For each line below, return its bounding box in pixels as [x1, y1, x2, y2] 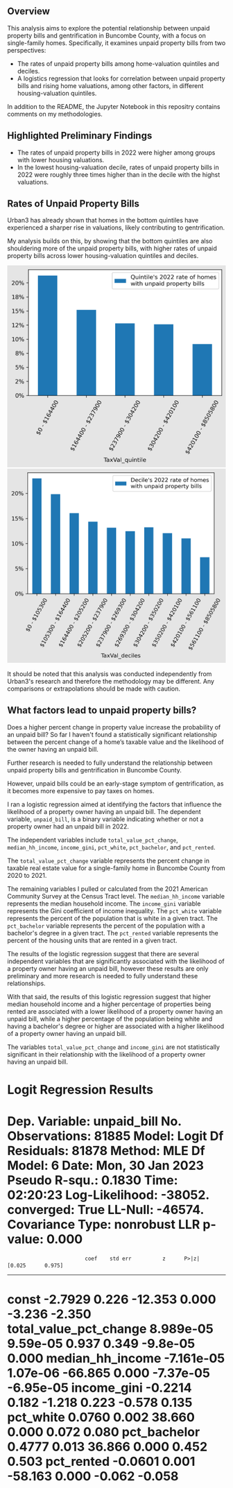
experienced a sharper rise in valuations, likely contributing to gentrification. [7, 223, 225, 232]
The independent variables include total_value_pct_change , [7, 836, 178, 844]
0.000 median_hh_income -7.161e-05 [7, 1350, 225, 1366]
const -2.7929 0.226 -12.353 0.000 [7, 1291, 216, 1307]
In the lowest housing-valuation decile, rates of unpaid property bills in [17, 163, 220, 171]
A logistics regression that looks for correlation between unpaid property [17, 74, 225, 83]
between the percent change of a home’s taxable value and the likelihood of [7, 738, 224, 746]
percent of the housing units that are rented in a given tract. [7, 936, 178, 944]
